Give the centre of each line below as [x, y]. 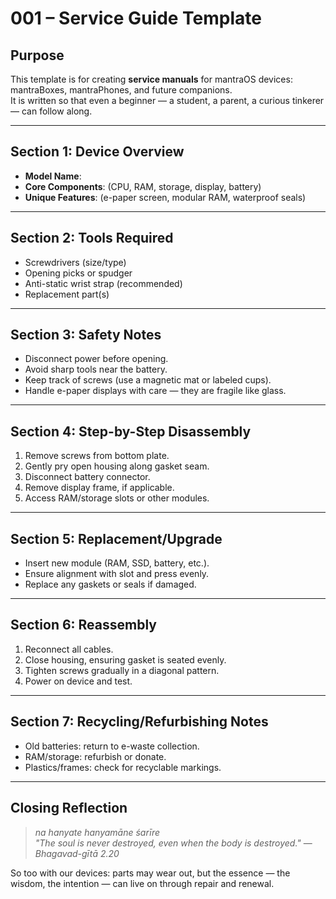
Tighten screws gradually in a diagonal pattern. [122, 670]
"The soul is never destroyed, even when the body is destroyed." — [173, 843]
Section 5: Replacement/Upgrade [116, 538]
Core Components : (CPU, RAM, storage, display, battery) [143, 186]
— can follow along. [51, 111]
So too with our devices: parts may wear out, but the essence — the [150, 873]
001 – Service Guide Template [136, 18]
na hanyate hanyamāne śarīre [97, 832]
